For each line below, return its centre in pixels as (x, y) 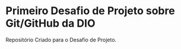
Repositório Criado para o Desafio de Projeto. (61, 40)
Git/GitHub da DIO (50, 23)
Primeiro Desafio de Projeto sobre (90, 11)
